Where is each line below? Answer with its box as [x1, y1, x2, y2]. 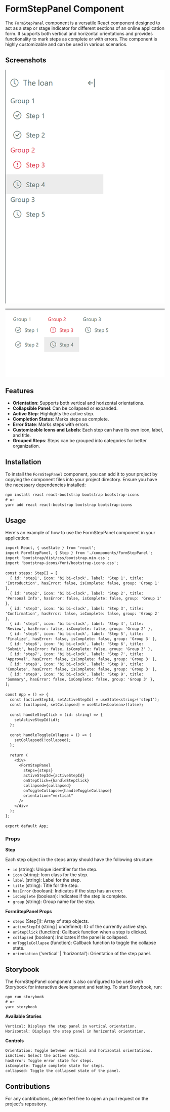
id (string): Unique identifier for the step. [12, 866, 98, 873]
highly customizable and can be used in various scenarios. [5, 41, 127, 47]
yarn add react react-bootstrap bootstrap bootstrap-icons [5, 502, 133, 507]
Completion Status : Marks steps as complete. [12, 416, 109, 422]
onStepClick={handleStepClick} [23, 778, 90, 783]
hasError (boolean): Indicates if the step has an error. [12, 888, 124, 894]
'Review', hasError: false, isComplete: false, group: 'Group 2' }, [5, 626, 153, 631]
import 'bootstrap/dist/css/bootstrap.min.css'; [5, 555, 110, 561]
